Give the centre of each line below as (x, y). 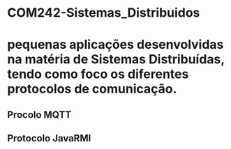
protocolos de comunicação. (92, 89)
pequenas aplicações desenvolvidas (115, 45)
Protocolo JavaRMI (49, 138)
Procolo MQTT (39, 115)
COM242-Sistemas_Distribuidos (104, 13)
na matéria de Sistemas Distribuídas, (116, 60)
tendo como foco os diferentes (98, 74)
